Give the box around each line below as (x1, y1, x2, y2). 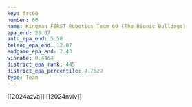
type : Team (7, 73, 39, 81)
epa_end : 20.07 (7, 29, 51, 36)
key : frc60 (7, 10, 39, 17)
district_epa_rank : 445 (7, 61, 76, 68)
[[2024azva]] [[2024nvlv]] (7, 93, 82, 101)
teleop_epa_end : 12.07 (7, 42, 72, 49)
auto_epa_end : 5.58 (7, 36, 63, 43)
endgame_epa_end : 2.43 (7, 49, 72, 56)
